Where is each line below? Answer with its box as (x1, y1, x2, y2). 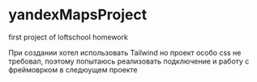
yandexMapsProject (8, 6, 148, 24)
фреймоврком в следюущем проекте (8, 64, 138, 74)
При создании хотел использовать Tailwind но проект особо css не (8, 47, 242, 57)
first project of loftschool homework (8, 32, 128, 42)
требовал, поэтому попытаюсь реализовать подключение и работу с (8, 56, 250, 66)
